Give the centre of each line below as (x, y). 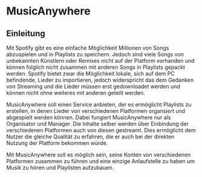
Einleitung (26, 34)
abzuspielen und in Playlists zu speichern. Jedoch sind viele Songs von (95, 54)
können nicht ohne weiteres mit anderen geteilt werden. (76, 93)
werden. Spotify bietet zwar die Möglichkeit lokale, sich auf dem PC (91, 73)
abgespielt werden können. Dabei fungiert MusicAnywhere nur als (89, 117)
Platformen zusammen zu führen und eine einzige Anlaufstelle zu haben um (101, 161)
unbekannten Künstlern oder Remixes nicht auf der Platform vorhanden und (100, 61)
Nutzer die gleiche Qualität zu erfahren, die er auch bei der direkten (90, 137)
